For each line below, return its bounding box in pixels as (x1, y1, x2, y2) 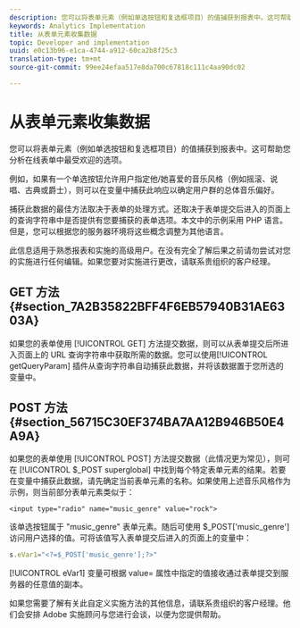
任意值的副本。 (32, 579, 87, 590)
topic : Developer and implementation (9, 38, 150, 47)
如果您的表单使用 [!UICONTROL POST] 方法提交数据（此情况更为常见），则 (9, 453, 283, 465)
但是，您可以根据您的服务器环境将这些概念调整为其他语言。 (9, 225, 229, 237)
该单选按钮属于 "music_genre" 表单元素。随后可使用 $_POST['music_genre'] (9, 522, 290, 532)
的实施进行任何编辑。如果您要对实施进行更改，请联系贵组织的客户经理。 (9, 255, 275, 266)
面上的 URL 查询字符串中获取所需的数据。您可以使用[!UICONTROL (24, 349, 268, 360)
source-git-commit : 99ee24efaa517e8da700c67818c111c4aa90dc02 (9, 63, 246, 72)
